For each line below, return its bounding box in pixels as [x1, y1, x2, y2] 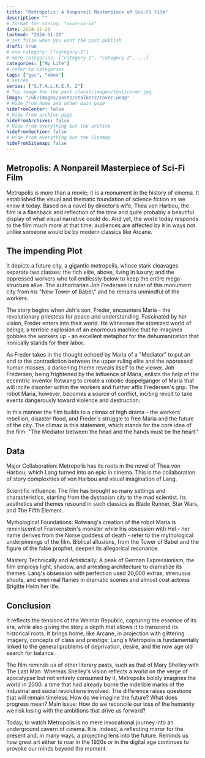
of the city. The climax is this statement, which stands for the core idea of [6, 422, 192, 429]
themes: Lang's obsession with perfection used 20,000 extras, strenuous [6, 570, 191, 577]
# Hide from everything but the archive [6, 123, 111, 130]
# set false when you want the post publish [6, 37, 122, 44]
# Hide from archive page [6, 112, 72, 118]
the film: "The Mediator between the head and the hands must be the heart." [6, 428, 199, 436]
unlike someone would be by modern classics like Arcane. [6, 228, 153, 235]
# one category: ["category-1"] [6, 49, 89, 55]
